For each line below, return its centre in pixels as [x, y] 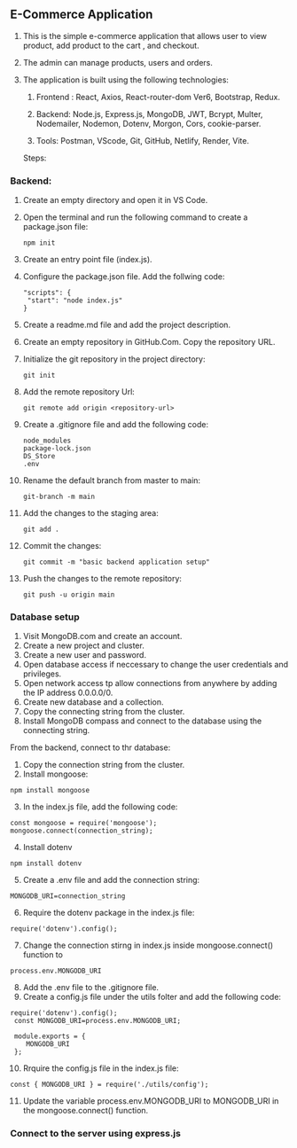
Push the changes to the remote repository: [102, 579]
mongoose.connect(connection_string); [82, 831]
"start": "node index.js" [75, 301]
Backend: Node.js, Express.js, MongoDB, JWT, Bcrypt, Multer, [149, 113]
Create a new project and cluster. [83, 645]
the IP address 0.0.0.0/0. [68, 693]
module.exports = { [50, 1036]
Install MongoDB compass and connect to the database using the [142, 721]
